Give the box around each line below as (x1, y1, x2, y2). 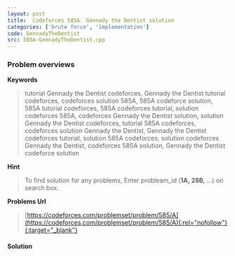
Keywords (7, 75, 38, 84)
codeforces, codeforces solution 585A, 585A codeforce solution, (24, 96, 213, 105)
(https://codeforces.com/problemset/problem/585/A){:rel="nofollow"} (24, 219, 227, 227)
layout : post (7, 10, 46, 18)
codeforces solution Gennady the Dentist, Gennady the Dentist (24, 127, 207, 135)
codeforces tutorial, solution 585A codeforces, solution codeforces (24, 134, 220, 143)
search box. (24, 184, 59, 192)
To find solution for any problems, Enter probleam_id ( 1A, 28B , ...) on (24, 177, 224, 185)
